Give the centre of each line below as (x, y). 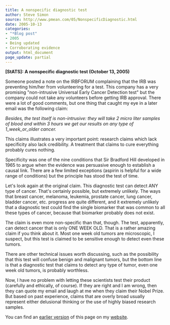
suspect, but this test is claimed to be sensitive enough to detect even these (85, 239)
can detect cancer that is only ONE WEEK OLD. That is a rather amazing (80, 228)
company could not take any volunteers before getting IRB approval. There (83, 98)
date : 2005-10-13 (24, 24)
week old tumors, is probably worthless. (47, 271)
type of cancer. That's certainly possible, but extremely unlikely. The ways (83, 191)
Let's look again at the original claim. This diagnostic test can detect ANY (82, 186)
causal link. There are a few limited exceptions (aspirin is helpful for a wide (83, 170)
